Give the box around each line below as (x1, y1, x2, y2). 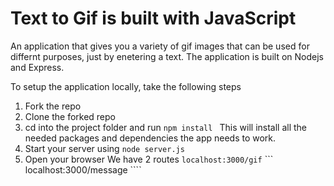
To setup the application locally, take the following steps (10, 80, 242, 92)
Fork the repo (24, 100, 82, 112)
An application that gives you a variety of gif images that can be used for (10, 40, 310, 52)
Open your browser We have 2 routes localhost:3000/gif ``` (24, 153, 274, 165)
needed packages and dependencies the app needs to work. (24, 132, 277, 144)
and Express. (10, 61, 65, 73)
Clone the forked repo (24, 110, 117, 122)
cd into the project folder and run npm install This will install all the (24, 121, 308, 133)
